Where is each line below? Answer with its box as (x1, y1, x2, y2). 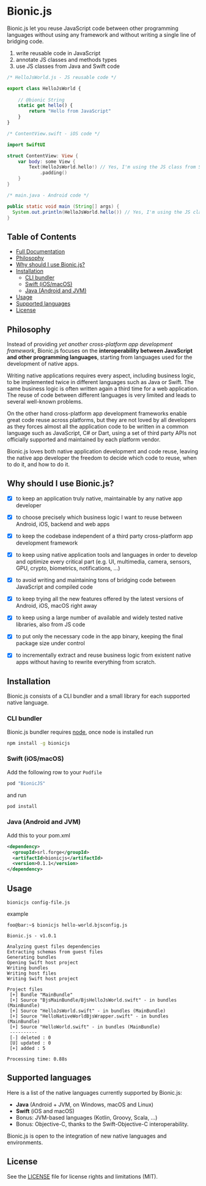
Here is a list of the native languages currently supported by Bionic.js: (7, 1089, 182, 1096)
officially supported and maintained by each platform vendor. (7, 436, 161, 444)
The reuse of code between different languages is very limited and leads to (7, 391, 196, 399)
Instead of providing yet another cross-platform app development (7, 341, 173, 348)
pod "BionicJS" (7, 780, 46, 787)
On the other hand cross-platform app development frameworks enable (7, 410, 187, 417)
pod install (7, 803, 37, 809)
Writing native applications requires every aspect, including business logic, (7, 372, 196, 379)
